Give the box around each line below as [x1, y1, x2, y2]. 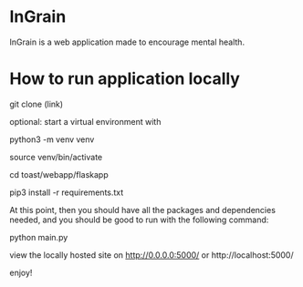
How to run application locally [9, 68, 240, 89]
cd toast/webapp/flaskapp [9, 169, 109, 179]
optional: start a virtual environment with [9, 116, 162, 127]
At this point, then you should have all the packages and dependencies [9, 204, 277, 215]
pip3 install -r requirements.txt [9, 187, 124, 198]
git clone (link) [9, 98, 64, 109]
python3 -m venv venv [9, 134, 95, 145]
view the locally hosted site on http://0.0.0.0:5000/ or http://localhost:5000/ [9, 249, 294, 261]
